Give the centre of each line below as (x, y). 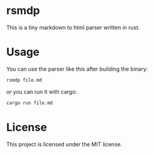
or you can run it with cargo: (42, 91)
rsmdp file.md (24, 80)
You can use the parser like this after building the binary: (77, 69)
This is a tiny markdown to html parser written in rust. (73, 27)
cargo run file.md (30, 103)
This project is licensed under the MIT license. (64, 144)
